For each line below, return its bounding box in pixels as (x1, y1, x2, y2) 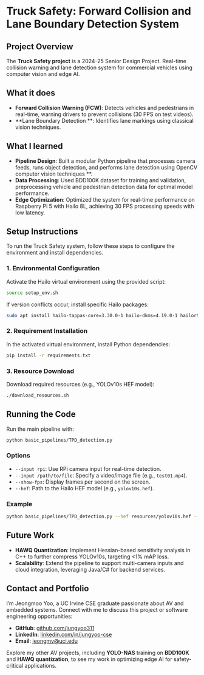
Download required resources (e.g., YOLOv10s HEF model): (6, 380, 155, 388)
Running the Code (6, 409, 76, 420)
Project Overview (6, 41, 73, 52)
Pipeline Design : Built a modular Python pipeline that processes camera (15, 157, 195, 165)
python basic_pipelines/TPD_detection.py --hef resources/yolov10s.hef (6, 513, 191, 520)
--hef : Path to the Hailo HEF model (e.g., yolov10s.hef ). (15, 484, 154, 492)
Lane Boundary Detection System (6, 17, 179, 31)
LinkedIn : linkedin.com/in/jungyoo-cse (15, 631, 112, 638)
